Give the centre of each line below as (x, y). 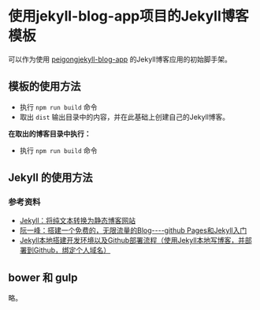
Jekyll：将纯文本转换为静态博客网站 (78, 221)
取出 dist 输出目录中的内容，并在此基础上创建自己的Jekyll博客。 (124, 117)
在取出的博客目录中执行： (50, 133)
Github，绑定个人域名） (72, 250)
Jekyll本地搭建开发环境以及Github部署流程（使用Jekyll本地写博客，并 (132, 241)
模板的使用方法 (45, 86)
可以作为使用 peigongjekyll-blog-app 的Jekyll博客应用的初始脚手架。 (120, 59)
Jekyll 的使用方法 (50, 178)
